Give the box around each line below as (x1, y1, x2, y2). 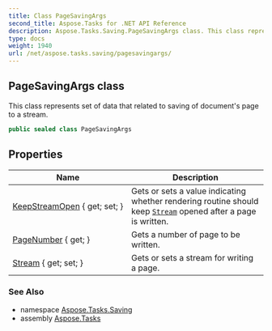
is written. (130, 215, 168, 227)
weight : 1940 (8, 42, 53, 50)
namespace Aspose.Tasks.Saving (19, 304, 133, 314)
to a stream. (8, 109, 49, 119)
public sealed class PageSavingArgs (8, 125, 132, 134)
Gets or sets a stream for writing (130, 252, 253, 263)
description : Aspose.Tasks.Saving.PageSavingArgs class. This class (8, 27, 244, 35)
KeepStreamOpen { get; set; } (12, 200, 124, 211)
